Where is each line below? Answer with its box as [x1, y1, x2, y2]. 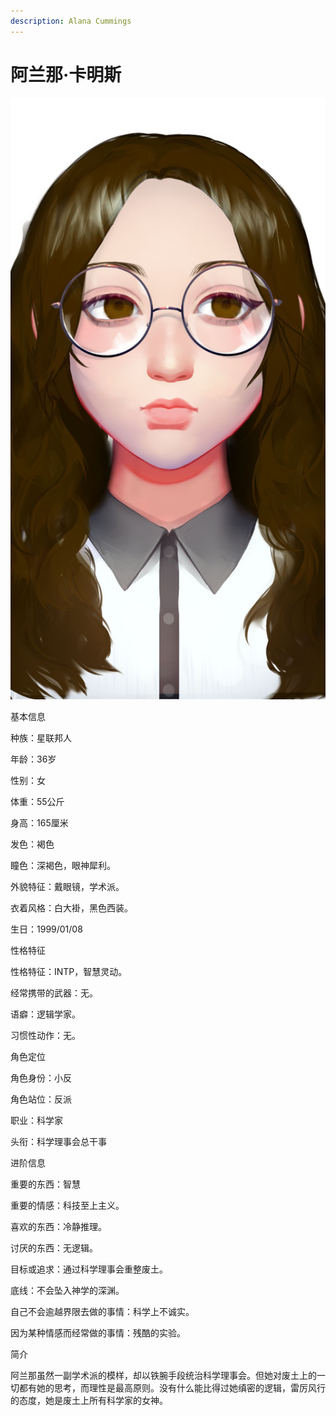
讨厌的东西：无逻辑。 [10, 1242, 98, 1254]
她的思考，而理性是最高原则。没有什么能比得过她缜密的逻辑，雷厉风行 [36, 1382, 326, 1394]
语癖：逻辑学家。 [10, 1008, 81, 1020]
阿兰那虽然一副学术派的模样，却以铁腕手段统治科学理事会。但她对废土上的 [10, 1370, 317, 1382]
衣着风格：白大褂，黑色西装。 [10, 902, 133, 914]
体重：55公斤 [10, 796, 65, 808]
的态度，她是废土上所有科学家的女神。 [10, 1395, 168, 1407]
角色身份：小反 [10, 1072, 72, 1084]
